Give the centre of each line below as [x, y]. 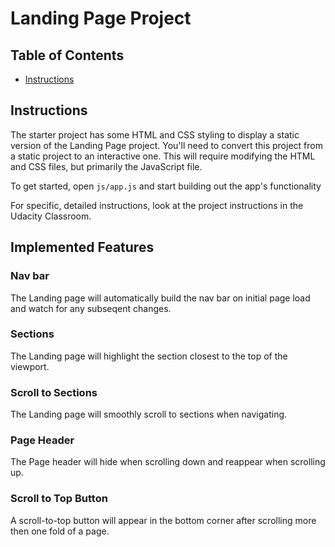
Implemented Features [82, 247]
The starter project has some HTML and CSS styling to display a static [155, 134]
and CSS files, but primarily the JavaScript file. [106, 166]
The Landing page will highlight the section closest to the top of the [149, 356]
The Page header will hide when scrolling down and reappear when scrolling [168, 462]
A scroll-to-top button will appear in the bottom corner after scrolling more [163, 520]
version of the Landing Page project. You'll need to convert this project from [166, 145]
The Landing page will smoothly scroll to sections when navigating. [149, 414]
